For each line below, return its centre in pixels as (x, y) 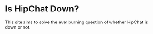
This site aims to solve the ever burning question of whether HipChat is (76, 22)
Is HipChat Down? (42, 9)
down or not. (18, 27)
